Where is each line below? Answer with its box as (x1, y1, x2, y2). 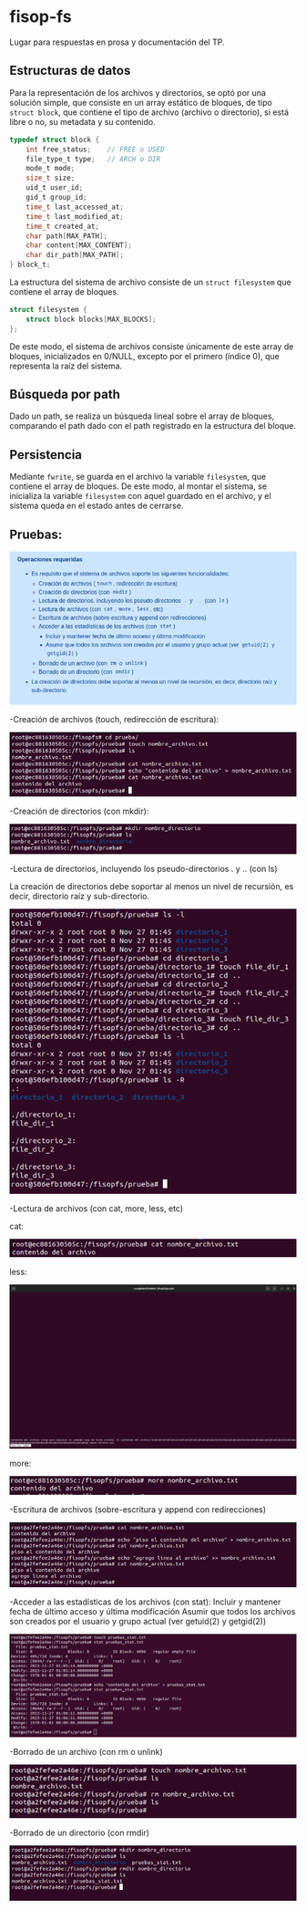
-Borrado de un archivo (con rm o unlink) (9, 1746, 164, 1757)
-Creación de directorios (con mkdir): (9, 805, 149, 817)
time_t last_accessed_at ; (25, 202, 125, 212)
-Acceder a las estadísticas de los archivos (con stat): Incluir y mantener (9, 1596, 281, 1607)
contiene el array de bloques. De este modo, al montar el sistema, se (9, 481, 267, 492)
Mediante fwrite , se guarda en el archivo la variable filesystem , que (9, 472, 267, 483)
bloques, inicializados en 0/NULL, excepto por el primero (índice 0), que (9, 350, 280, 361)
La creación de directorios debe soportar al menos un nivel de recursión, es (9, 881, 294, 892)
